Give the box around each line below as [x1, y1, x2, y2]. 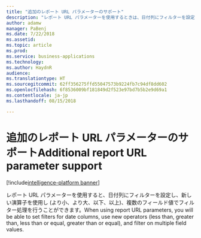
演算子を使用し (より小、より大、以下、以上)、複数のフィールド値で [11, 198, 179, 206]
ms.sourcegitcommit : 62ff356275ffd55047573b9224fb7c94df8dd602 [6, 82, 167, 88]
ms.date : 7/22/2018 [6, 31, 55, 37]
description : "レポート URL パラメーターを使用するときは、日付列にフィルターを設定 [6, 14, 196, 20]
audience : [6, 70, 31, 76]
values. [6, 225, 24, 233]
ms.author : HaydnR [6, 64, 52, 71]
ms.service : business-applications [6, 53, 95, 59]
